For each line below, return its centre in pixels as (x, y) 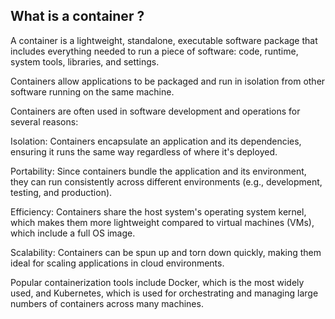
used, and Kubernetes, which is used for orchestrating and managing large (164, 293)
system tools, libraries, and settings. (85, 61)
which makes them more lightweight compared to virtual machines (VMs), (162, 222)
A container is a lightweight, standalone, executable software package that (164, 40)
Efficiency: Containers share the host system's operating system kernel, (158, 211)
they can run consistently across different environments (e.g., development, (166, 181)
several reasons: (44, 121)
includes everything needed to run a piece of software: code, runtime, (154, 51)
